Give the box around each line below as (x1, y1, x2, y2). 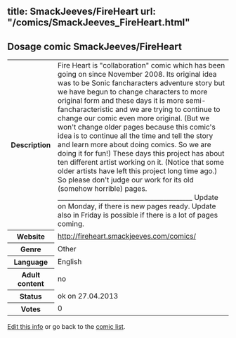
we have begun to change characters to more (57, 87, 208, 97)
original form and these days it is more (57, 96, 184, 106)
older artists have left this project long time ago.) (57, 166, 218, 176)
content (17, 278, 44, 288)
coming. (57, 219, 84, 229)
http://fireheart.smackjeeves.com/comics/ (57, 231, 197, 241)
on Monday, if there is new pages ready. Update (57, 201, 216, 211)
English (57, 256, 82, 266)
